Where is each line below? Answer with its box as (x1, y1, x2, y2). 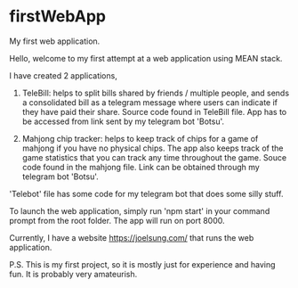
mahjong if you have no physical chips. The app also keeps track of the (21, 143, 284, 153)
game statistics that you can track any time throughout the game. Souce (21, 152, 287, 162)
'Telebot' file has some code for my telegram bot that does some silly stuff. (9, 188, 284, 199)
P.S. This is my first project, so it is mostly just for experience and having (9, 259, 276, 269)
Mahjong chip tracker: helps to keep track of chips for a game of (21, 133, 259, 144)
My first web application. (9, 36, 101, 46)
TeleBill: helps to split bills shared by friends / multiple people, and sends (21, 87, 290, 98)
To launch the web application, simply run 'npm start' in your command (9, 205, 270, 216)
